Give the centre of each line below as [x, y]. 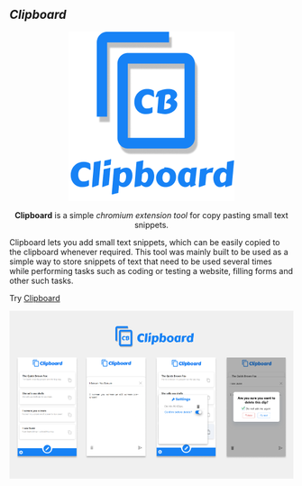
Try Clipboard [35, 298]
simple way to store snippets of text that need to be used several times [141, 261]
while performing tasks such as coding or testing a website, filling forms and [151, 271]
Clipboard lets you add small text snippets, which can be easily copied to [145, 242]
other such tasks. [41, 280]
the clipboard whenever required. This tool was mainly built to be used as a [149, 252]
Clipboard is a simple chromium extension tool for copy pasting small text [151, 215]
